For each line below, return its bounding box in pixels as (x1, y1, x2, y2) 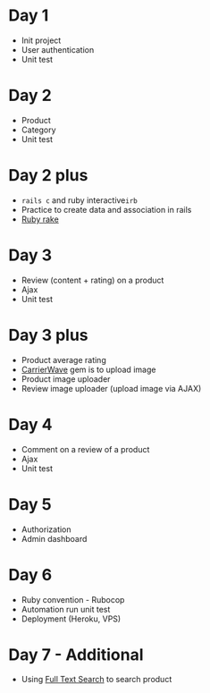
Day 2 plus (8, 165, 88, 186)
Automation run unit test (21, 604, 111, 614)
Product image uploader (21, 373, 111, 385)
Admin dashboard (21, 533, 88, 544)
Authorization (21, 524, 72, 535)
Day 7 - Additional (8, 645, 144, 664)
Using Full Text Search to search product (21, 674, 172, 685)
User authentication (21, 44, 95, 55)
